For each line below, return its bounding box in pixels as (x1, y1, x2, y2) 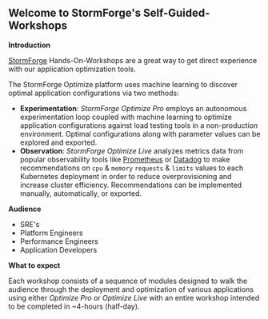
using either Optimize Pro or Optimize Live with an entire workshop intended (8, 293, 260, 302)
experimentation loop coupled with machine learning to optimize (19, 112, 232, 122)
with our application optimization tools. (8, 64, 136, 74)
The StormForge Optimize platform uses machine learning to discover (8, 79, 238, 89)
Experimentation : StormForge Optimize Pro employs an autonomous (19, 103, 247, 113)
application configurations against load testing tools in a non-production (19, 120, 258, 130)
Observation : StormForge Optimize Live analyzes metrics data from (19, 146, 244, 155)
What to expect (8, 260, 61, 270)
